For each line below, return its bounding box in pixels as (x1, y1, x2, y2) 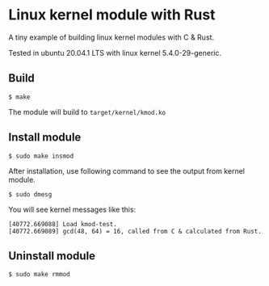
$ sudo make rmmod (8, 271, 70, 279)
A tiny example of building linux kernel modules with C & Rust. (8, 32, 215, 42)
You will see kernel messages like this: (8, 204, 137, 214)
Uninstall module (8, 249, 95, 263)
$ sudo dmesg (8, 190, 53, 199)
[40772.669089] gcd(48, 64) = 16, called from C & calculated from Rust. (8, 227, 263, 235)
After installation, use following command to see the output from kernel (8, 166, 245, 175)
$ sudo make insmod (8, 152, 74, 160)
